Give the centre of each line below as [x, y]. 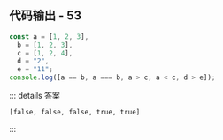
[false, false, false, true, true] [75, 113]
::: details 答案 [35, 96]
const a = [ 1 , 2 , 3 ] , [49, 37]
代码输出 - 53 [46, 16]
